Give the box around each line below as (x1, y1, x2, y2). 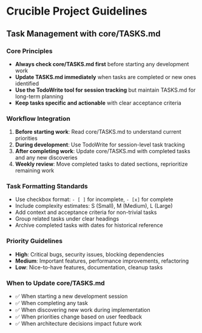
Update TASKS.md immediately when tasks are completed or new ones (15, 73, 197, 80)
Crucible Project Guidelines (6, 4, 147, 18)
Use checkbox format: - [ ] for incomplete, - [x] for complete (15, 196, 174, 203)
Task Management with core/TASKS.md (6, 29, 161, 39)
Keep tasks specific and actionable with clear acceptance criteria (15, 99, 182, 106)
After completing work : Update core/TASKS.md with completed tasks (15, 148, 190, 155)
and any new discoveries (15, 154, 78, 162)
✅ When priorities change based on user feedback (15, 313, 143, 320)
